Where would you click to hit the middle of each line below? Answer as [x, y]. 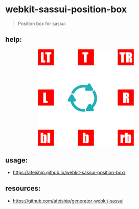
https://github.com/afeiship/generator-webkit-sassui [68, 201]
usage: [17, 160]
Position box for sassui [42, 24]
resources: [23, 188]
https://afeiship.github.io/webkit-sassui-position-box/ [69, 173]
